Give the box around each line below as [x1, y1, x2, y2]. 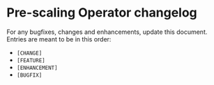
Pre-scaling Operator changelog [6, 5, 198, 21]
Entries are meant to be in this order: [6, 35, 112, 43]
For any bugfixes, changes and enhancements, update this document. [6, 28, 208, 36]
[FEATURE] [16, 57, 46, 64]
